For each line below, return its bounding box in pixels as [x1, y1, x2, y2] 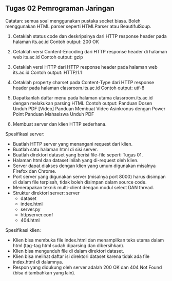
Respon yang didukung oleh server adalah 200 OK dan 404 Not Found [12, 264, 162, 270]
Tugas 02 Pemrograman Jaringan [5, 4, 114, 13]
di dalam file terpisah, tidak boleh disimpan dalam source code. [12, 179, 147, 185]
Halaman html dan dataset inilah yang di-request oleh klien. [12, 157, 139, 163]
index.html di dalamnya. [12, 258, 63, 265]
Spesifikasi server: [5, 131, 45, 137]
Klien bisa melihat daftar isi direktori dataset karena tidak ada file [12, 253, 150, 259]
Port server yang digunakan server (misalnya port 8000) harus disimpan [12, 173, 166, 179]
